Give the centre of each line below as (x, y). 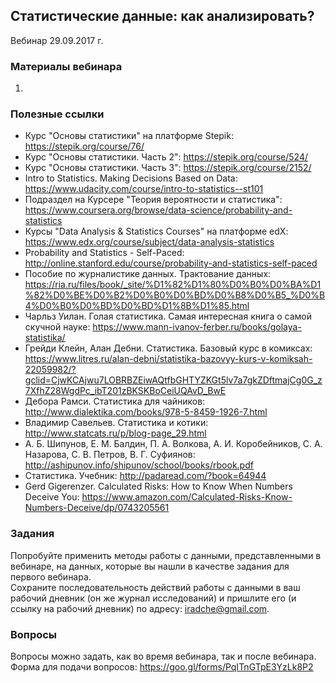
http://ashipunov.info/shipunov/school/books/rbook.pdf (139, 465)
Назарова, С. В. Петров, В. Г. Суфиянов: (110, 455)
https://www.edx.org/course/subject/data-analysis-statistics (149, 242)
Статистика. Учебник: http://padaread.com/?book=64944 (145, 476)
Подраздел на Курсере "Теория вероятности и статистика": (153, 200)
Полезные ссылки (57, 114)
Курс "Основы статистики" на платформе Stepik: (129, 136)
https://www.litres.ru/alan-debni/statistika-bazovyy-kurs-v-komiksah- (168, 359)
